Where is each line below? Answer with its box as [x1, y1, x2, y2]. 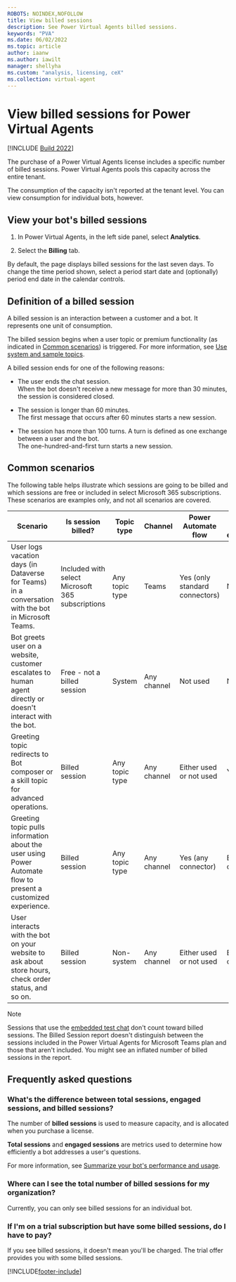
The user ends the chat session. [17, 377, 111, 385]
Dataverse [11, 568, 45, 578]
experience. [11, 901, 51, 911]
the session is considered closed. [17, 391, 114, 401]
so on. [11, 992, 32, 1002]
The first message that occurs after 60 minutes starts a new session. [17, 413, 217, 422]
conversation [11, 595, 54, 604]
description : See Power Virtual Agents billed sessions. [7, 23, 178, 30]
